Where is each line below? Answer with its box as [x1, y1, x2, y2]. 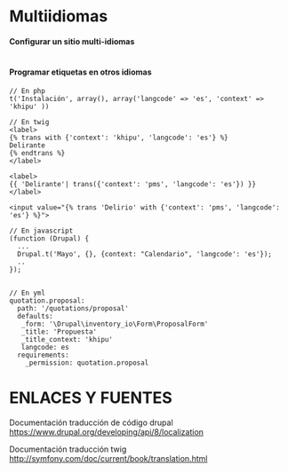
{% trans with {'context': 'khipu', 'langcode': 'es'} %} [9, 133, 228, 142]
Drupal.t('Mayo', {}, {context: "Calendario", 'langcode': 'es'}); [17, 249, 273, 258]
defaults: [17, 311, 53, 320]
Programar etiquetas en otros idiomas [9, 67, 152, 77]
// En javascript [9, 226, 74, 235]
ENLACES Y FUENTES [9, 388, 173, 407]
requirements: [17, 351, 69, 359]
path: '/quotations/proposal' [17, 304, 129, 312]
